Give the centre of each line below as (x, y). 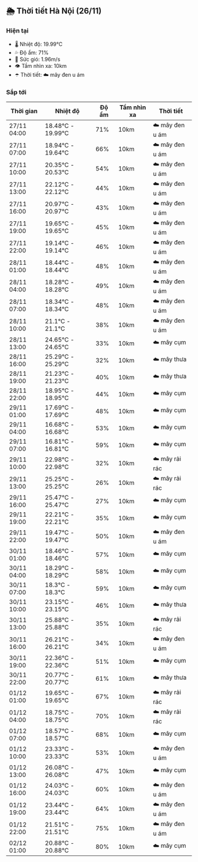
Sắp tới (16, 92)
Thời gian (24, 111)
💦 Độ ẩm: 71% (32, 53)
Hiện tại (17, 31)
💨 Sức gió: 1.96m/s (37, 59)
